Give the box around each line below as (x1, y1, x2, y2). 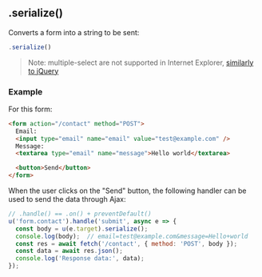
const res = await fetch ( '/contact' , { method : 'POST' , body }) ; (15, 239, 238, 247)
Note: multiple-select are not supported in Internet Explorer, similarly (27, 58, 254, 67)
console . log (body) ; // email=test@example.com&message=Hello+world (15, 232, 248, 240)
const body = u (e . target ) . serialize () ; (15, 224, 149, 233)
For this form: (8, 104, 53, 114)
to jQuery (27, 66, 59, 75)
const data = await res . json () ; (15, 247, 124, 255)
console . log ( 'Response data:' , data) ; (15, 255, 145, 263)
